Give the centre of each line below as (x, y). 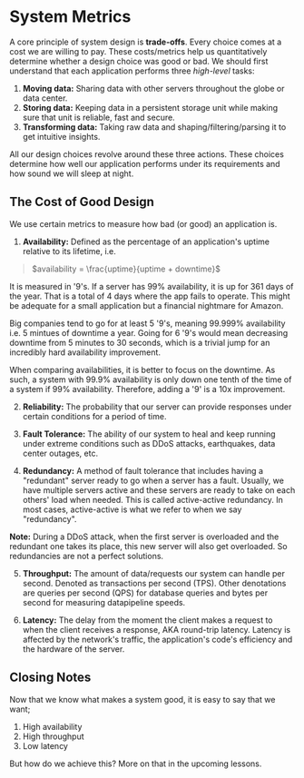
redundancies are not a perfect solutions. (87, 556)
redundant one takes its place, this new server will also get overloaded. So (148, 546)
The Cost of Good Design (82, 202)
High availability (52, 726)
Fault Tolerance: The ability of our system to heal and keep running (149, 434)
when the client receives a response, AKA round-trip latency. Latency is (157, 629)
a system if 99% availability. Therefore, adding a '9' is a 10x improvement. (147, 389)
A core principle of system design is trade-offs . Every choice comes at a (146, 42)
